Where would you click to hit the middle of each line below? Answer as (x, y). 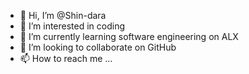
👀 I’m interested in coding (72, 26)
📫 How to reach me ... (66, 58)
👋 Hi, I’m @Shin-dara (63, 15)
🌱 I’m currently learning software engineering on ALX (129, 36)
